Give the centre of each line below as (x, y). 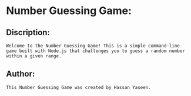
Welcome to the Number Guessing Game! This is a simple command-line (93, 46)
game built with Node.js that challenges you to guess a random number (95, 51)
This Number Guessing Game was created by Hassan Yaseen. (78, 87)
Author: (21, 74)
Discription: (28, 32)
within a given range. (34, 56)
